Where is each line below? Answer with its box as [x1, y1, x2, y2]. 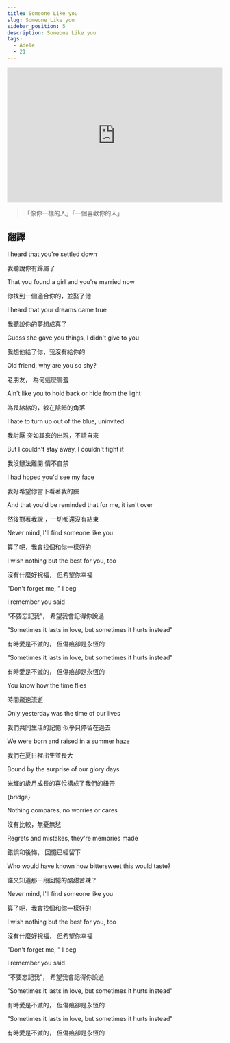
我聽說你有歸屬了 [7, 263, 55, 272]
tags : [7, 36, 23, 43]
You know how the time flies [7, 681, 87, 690]
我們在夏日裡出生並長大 [7, 751, 73, 759]
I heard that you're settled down [7, 250, 97, 258]
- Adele [13, 42, 36, 49]
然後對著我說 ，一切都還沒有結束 [7, 515, 99, 523]
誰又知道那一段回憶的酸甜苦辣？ [7, 876, 97, 884]
